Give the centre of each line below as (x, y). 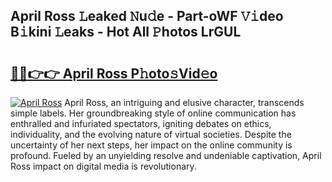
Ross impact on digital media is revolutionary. (103, 166)
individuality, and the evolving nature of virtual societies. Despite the (151, 134)
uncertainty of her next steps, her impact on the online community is (151, 145)
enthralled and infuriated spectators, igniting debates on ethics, (141, 123)
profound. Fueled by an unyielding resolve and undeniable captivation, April (166, 155)
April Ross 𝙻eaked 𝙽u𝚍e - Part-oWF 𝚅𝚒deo (147, 16)
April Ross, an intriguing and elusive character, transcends (184, 102)
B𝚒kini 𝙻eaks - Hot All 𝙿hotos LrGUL (126, 32)
